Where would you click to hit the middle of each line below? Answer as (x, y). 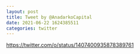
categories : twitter (32, 28)
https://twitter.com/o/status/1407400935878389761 (70, 45)
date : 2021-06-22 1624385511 (42, 23)
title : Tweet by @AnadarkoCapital (49, 17)
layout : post (22, 12)
